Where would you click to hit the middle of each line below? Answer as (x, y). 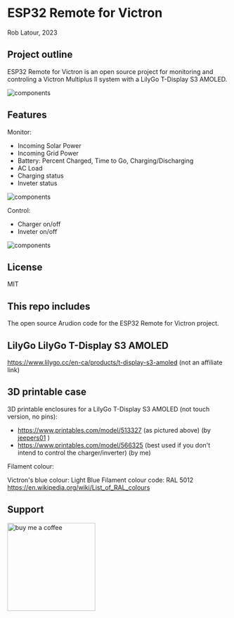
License (25, 267)
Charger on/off (39, 224)
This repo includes (49, 306)
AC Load (30, 168)
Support (26, 510)
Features (27, 115)
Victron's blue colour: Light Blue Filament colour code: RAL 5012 (100, 480)
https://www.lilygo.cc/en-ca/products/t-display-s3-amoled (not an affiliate (115, 362)
